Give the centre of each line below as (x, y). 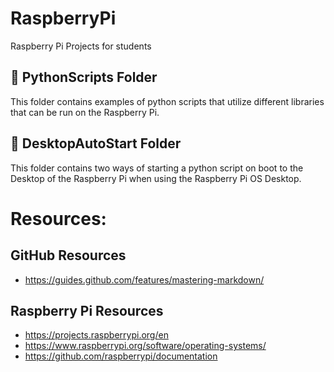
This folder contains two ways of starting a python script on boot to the (157, 168)
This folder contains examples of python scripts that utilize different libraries (167, 101)
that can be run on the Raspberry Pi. (85, 112)
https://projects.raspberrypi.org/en (96, 335)
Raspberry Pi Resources (87, 310)
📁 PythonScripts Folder (84, 77)
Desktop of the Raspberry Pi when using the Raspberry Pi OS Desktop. (156, 178)
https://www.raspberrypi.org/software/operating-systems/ (145, 346)
